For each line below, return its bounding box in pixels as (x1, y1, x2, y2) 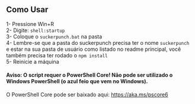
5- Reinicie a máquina (6, 58, 59, 65)
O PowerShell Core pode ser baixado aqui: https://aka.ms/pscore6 (6, 91, 168, 98)
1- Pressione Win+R (6, 20, 55, 27)
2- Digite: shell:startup (6, 27, 65, 34)
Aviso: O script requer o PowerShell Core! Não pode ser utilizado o (6, 71, 173, 79)
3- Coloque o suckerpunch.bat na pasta (6, 32, 103, 40)
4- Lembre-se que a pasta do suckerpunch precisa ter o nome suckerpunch (6, 39, 190, 46)
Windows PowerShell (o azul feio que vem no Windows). (6, 78, 148, 85)
